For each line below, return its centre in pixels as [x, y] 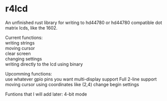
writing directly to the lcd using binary [44, 64]
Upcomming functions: [29, 73]
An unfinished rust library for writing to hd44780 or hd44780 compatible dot [83, 22]
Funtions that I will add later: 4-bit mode [46, 94]
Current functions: [24, 37]
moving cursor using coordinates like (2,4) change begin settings [72, 84]
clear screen [18, 53]
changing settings [24, 58]
